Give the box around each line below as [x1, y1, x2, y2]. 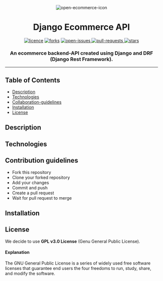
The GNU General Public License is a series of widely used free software [5, 260, 151, 266]
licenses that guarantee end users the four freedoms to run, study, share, [5, 265, 151, 271]
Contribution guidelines [5, 156, 79, 165]
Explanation [5, 250, 30, 255]
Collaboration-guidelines [12, 99, 62, 105]
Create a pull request [12, 190, 54, 196]
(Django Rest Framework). [50, 56, 113, 62]
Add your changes [12, 179, 49, 186]
